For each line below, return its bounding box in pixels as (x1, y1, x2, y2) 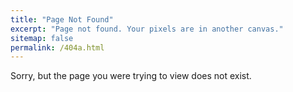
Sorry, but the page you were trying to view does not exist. (10, 70, 252, 82)
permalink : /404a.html (10, 42, 105, 53)
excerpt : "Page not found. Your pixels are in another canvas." (10, 24, 284, 34)
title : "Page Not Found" (10, 14, 114, 25)
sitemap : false (10, 33, 74, 43)
